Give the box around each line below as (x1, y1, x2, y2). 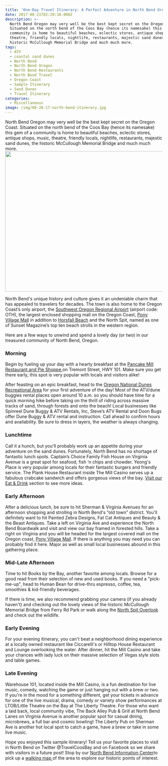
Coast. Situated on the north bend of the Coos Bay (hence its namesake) (5, 124, 155, 130)
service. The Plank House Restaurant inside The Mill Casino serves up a (5, 469, 153, 475)
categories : (5, 96, 30, 101)
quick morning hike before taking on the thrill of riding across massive (5, 398, 149, 404)
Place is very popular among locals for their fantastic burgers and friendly (5, 464, 157, 470)
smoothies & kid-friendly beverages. (5, 587, 80, 593)
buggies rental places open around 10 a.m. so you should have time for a (5, 392, 155, 399)
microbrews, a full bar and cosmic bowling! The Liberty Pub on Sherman (5, 718, 154, 724)
